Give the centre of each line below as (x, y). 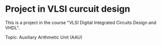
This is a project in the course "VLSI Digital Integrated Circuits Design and (81, 22)
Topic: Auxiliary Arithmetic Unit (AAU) (44, 37)
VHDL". (12, 27)
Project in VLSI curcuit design (68, 9)
